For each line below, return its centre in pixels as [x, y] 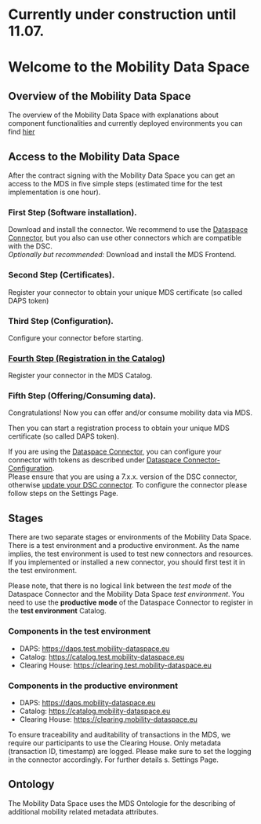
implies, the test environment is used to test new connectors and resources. [130, 554]
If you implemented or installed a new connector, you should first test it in [127, 562]
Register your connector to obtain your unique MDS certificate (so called [125, 292]
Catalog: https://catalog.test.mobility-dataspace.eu [102, 657]
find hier [22, 132]
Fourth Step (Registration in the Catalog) [87, 358]
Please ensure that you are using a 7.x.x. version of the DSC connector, [123, 476]
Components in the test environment [80, 631]
